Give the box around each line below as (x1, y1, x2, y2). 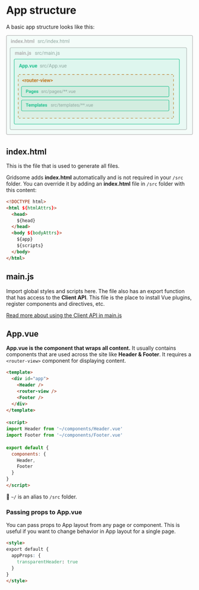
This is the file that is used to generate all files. (6, 162, 120, 170)
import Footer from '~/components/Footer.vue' (6, 432, 123, 438)
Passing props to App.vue (6, 508, 82, 516)
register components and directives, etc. (6, 300, 105, 307)
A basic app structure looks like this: (6, 23, 95, 30)
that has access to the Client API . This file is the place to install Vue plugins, (6, 294, 192, 301)
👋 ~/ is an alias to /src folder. (6, 493, 78, 500)
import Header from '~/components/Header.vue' (6, 426, 123, 432)
